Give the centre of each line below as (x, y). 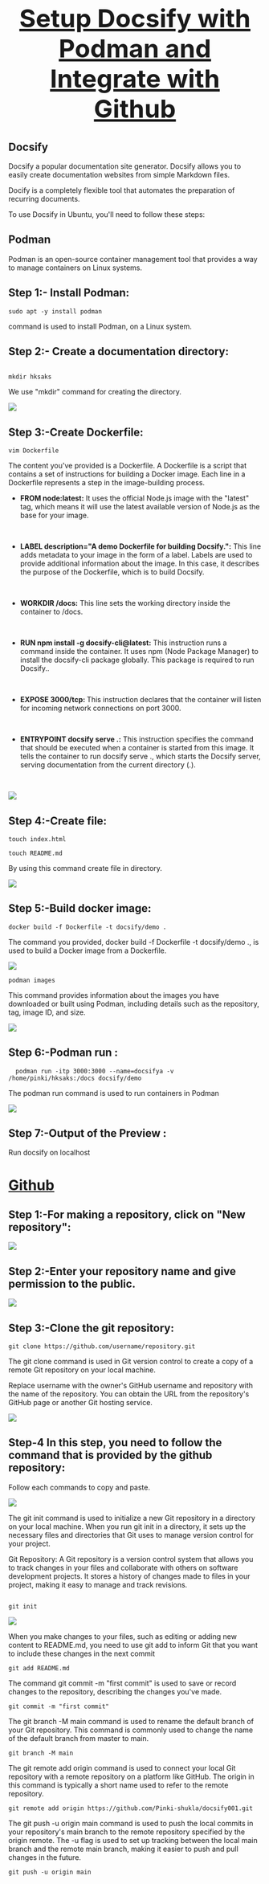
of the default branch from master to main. (79, 1738)
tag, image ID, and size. (47, 1012)
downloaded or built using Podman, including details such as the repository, (134, 1003)
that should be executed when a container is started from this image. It (137, 748)
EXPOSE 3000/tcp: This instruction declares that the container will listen (141, 700)
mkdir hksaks (30, 377)
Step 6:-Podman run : (63, 1053)
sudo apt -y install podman (55, 311)
